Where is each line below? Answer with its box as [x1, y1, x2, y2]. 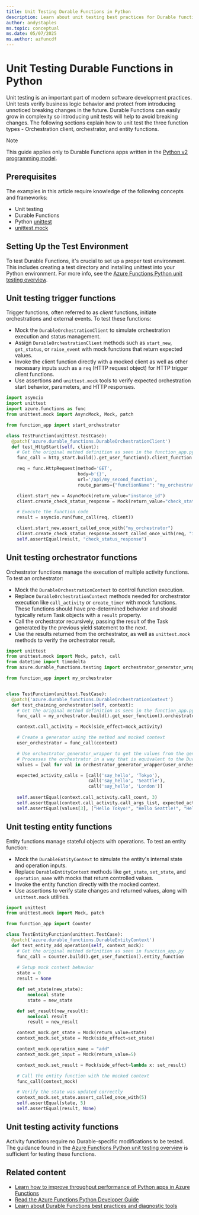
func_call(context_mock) [17, 1078, 78, 1085]
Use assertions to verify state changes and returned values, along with [14, 887, 188, 894]
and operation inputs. [14, 862, 67, 869]
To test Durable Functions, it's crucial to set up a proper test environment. [6, 257, 186, 264]
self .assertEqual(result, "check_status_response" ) [17, 536, 147, 542]
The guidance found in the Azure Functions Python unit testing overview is [6, 1144, 188, 1151]
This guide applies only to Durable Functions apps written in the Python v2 [6, 148, 188, 155]
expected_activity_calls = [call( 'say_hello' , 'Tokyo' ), [17, 772, 161, 778]
